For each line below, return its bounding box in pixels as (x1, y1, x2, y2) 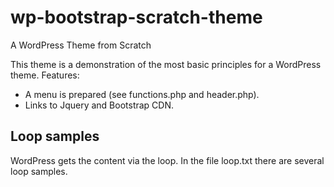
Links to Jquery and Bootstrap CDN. (24, 99, 175, 111)
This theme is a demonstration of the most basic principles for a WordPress (10, 58, 322, 70)
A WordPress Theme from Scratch (10, 39, 152, 51)
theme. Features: (10, 69, 80, 81)
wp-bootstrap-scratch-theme (10, 6, 263, 29)
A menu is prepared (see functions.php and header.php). (24, 88, 260, 100)
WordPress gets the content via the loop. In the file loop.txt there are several (10, 154, 325, 166)
